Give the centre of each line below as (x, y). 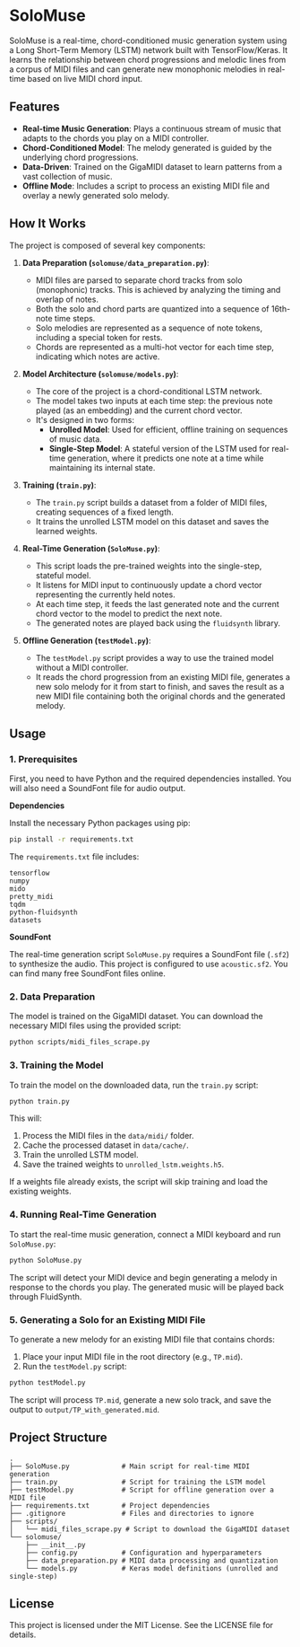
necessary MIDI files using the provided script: (95, 1026)
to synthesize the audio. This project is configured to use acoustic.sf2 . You (149, 964)
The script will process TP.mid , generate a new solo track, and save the (140, 1400)
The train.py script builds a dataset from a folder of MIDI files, (151, 502)
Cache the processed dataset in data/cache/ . (106, 1145)
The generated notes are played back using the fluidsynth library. (158, 623)
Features (34, 107)
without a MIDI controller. (82, 667)
